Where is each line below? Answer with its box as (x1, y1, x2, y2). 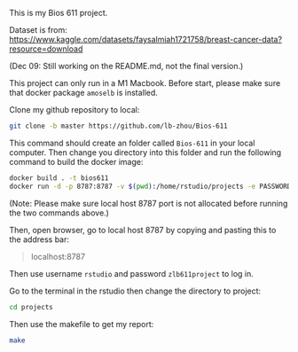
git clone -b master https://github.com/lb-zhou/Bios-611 (9, 121, 228, 130)
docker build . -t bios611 (9, 173, 109, 183)
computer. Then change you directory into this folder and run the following (9, 146, 282, 158)
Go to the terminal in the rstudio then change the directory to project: (9, 286, 262, 296)
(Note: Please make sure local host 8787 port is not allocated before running (9, 198, 288, 208)
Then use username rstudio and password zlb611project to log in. (9, 268, 255, 278)
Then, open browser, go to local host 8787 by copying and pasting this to (9, 224, 277, 235)
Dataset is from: (9, 25, 68, 35)
